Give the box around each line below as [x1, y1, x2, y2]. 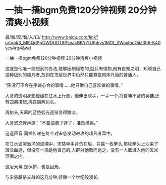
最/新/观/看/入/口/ [5, 34, 41, 40]
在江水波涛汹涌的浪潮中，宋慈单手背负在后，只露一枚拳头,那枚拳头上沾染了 [5, 141, 159, 147]
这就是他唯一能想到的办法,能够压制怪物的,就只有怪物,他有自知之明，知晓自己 [5, 65, 161, 72]
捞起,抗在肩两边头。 [18, 99, 59, 105]
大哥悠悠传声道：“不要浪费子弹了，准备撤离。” [5, 119, 98, 126]
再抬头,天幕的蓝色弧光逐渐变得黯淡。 [5, 109, 81, 115]
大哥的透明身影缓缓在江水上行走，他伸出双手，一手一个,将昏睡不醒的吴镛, [5, 92, 156, 99]
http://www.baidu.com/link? [42, 34, 99, 40]
